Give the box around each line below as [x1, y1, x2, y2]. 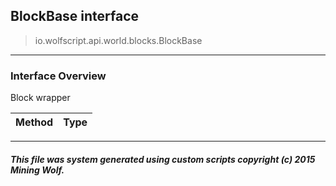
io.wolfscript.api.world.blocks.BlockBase [34, 34, 203, 46]
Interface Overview [10, 69, 107, 83]
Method [15, 115, 54, 129]
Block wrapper [10, 92, 71, 104]
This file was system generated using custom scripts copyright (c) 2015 [10, 153, 316, 165]
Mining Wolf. [10, 164, 65, 176]
